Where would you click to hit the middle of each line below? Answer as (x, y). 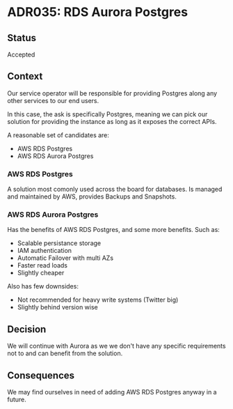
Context (25, 76)
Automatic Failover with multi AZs (65, 258)
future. (17, 400)
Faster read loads (42, 265)
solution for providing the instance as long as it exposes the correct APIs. (112, 121)
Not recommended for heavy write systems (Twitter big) (98, 300)
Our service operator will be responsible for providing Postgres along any (112, 93)
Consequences (41, 375)
